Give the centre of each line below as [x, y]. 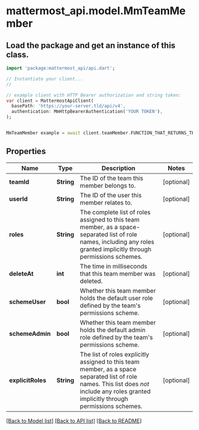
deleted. [91, 281]
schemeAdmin [30, 333]
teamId [19, 182]
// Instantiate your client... [45, 79]
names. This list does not [115, 384]
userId [18, 198]
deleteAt [21, 274]
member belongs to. [108, 185]
